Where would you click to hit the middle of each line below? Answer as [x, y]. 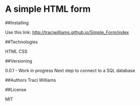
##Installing [17, 23]
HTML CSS [16, 51]
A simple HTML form [48, 9]
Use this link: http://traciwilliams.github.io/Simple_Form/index [67, 32]
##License [16, 89]
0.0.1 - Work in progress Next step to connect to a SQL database [70, 71]
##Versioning [19, 61]
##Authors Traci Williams [31, 80]
